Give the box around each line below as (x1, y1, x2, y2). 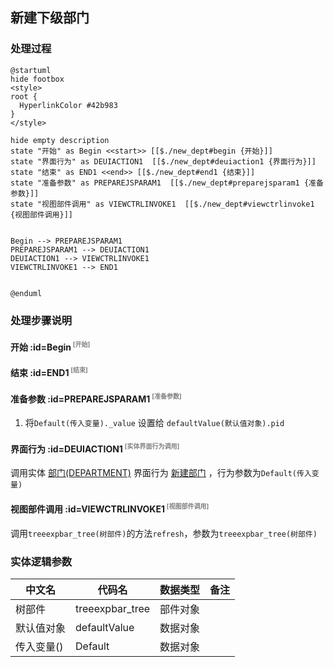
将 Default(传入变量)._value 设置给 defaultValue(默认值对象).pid (24, 416, 285, 428)
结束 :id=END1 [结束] (10, 366, 88, 379)
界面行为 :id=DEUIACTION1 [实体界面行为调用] (10, 441, 180, 455)
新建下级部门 (10, 9, 90, 27)
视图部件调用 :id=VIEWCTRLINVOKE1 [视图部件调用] (10, 502, 210, 515)
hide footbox (10, 74, 65, 84)
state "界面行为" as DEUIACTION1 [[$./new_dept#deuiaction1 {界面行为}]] (10, 156, 317, 167)
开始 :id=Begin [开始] (10, 340, 91, 353)
